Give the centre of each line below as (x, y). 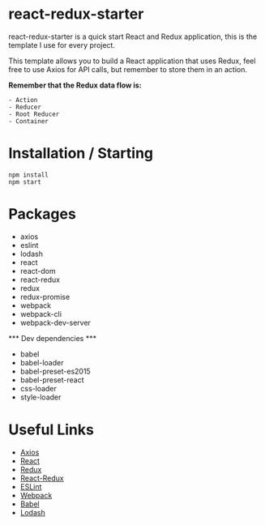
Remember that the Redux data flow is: (75, 85)
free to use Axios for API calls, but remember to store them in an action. (128, 69)
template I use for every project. (62, 45)
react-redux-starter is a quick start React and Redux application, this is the (133, 36)
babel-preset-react (52, 380)
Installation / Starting (81, 154)
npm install (28, 175)
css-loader (38, 388)
